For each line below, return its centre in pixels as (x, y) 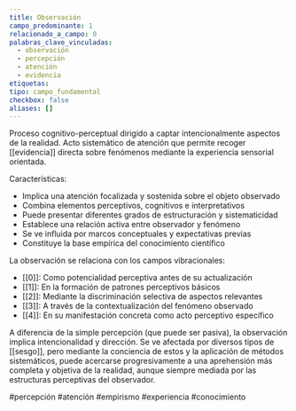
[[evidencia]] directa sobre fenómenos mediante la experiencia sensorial (142, 153)
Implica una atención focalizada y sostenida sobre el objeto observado (151, 196)
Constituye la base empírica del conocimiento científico (124, 243)
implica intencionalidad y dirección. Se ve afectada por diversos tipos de (142, 342)
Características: (38, 179)
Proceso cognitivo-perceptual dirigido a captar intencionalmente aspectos (145, 133)
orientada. (28, 162)
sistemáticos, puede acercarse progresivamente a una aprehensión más (141, 361)
